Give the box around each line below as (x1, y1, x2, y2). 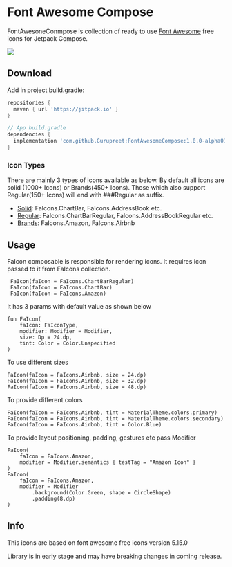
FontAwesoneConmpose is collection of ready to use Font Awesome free (7, 27, 214, 35)
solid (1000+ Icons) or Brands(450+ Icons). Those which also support (7, 183, 206, 192)
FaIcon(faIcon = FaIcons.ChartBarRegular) (10, 278, 135, 285)
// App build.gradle (7, 125, 67, 132)
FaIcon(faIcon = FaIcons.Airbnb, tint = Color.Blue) (7, 421, 162, 428)
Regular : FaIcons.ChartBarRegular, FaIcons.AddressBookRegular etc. (17, 212, 213, 220)
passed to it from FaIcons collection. (7, 264, 111, 273)
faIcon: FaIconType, (19, 321, 79, 329)
